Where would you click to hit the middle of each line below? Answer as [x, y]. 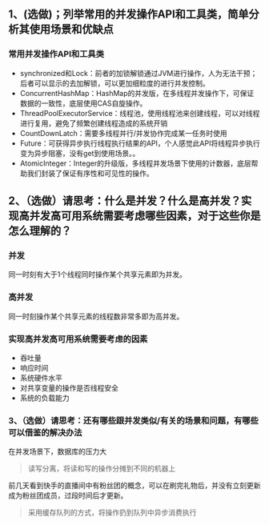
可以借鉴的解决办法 [45, 432]
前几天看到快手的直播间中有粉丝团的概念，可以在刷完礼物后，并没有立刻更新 [134, 486]
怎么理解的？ [40, 231]
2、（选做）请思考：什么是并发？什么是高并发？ [125, 201]
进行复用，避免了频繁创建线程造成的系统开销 [94, 123]
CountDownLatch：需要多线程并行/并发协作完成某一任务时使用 [124, 133]
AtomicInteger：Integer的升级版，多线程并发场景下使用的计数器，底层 [135, 163]
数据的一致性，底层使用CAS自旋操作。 [83, 103]
